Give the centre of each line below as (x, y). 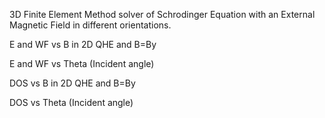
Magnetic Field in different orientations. (90, 25)
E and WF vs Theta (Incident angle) (82, 63)
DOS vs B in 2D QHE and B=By (72, 83)
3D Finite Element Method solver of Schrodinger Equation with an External (162, 14)
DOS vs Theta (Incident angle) (71, 102)
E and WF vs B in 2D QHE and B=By (83, 44)
